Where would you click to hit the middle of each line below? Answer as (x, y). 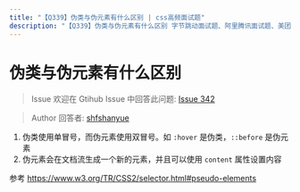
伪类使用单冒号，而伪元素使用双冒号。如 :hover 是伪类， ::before (142, 137)
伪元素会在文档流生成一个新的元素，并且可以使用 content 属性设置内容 (152, 159)
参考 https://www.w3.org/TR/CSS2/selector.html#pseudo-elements (133, 179)
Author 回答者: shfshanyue (80, 118)
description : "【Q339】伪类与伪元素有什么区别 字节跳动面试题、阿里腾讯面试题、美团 (150, 26)
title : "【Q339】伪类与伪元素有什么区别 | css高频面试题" (107, 17)
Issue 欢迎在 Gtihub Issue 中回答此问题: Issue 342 (123, 99)
